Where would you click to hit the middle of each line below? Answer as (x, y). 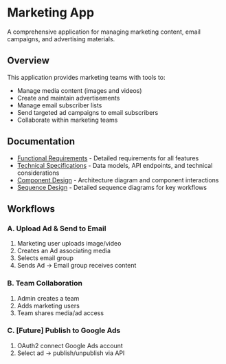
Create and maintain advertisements (68, 98)
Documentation (41, 141)
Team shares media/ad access (60, 313)
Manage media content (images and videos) (79, 90)
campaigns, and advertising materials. (61, 39)
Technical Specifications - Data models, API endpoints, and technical (115, 165)
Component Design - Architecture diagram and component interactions (118, 180)
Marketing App (51, 13)
